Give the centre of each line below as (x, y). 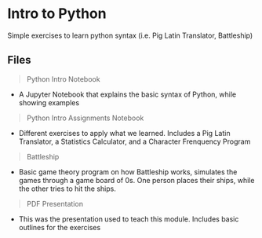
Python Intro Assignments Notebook (85, 118)
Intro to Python (57, 14)
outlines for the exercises (60, 227)
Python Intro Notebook (63, 79)
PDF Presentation (55, 203)
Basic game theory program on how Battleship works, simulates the (128, 172)
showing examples (49, 102)
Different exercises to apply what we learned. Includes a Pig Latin (124, 133)
